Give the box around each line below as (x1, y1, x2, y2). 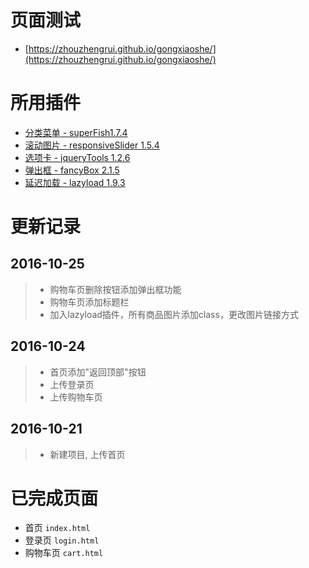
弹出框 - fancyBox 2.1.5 (24, 164, 120, 176)
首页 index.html (24, 522, 91, 534)
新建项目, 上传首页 (49, 448, 126, 460)
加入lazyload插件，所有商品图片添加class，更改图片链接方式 (49, 308, 299, 320)
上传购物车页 (49, 391, 103, 403)
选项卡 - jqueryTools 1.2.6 (24, 151, 131, 163)
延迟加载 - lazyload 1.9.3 (24, 176, 126, 188)
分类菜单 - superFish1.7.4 (24, 126, 128, 138)
